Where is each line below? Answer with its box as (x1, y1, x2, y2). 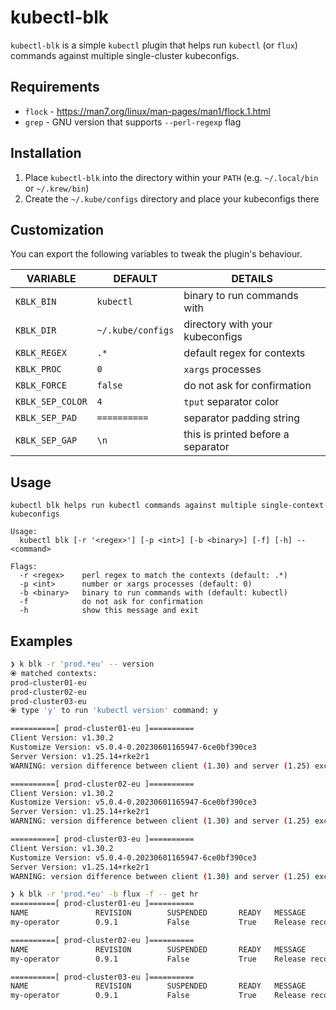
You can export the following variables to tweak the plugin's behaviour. (10, 248, 303, 260)
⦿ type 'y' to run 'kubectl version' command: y (10, 706, 218, 716)
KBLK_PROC (15, 364, 62, 375)
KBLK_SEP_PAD (15, 412, 78, 424)
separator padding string (183, 411, 301, 425)
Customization (10, 221, 105, 238)
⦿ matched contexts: (10, 668, 98, 678)
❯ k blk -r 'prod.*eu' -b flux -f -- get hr (10, 889, 199, 900)
